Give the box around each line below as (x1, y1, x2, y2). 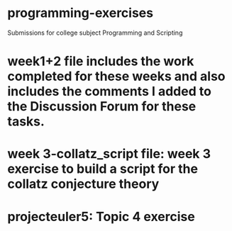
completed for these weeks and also (7, 69, 226, 84)
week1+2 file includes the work (7, 53, 194, 69)
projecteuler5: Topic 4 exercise (7, 208, 195, 225)
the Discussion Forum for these (7, 98, 197, 115)
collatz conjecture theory (7, 176, 160, 192)
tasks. (7, 113, 45, 130)
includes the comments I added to (7, 84, 211, 100)
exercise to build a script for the (7, 161, 199, 177)
